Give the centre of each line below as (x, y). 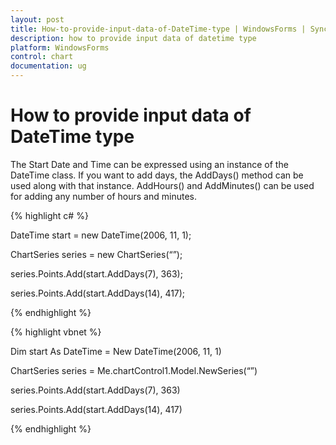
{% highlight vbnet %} (56, 332)
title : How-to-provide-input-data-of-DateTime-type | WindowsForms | (158, 29)
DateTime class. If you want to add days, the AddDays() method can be (157, 175)
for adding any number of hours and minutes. (103, 196)
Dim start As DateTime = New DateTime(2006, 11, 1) (116, 351)
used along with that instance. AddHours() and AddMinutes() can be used (162, 185)
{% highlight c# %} (49, 215)
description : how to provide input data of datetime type (133, 38)
